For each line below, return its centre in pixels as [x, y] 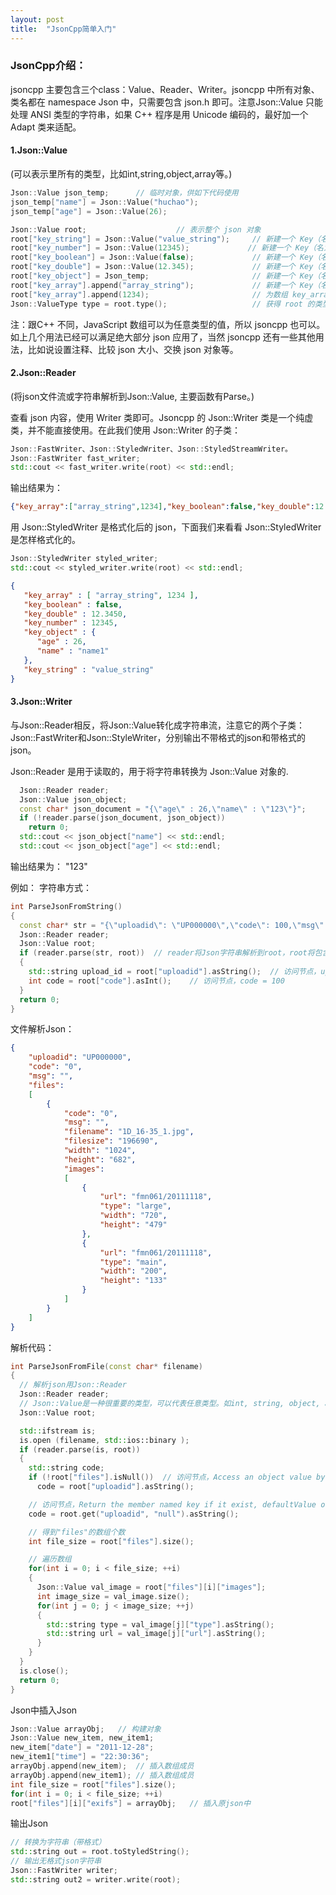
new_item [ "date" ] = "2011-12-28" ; [82, 1747]
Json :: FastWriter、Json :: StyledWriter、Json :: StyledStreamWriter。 [151, 449]
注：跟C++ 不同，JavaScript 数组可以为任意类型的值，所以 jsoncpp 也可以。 [168, 324]
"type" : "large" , [135, 1206]
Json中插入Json [44, 1710]
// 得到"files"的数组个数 [77, 1532]
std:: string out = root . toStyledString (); [100, 1852]
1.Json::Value [39, 150]
